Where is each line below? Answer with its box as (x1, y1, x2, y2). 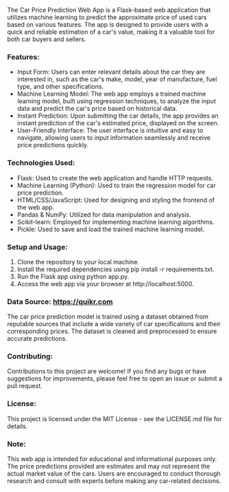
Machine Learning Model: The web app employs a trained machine (16, 89, 206, 98)
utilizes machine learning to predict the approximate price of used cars (7, 13, 207, 21)
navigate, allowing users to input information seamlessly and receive (16, 133, 211, 142)
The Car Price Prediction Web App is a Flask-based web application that (7, 6, 211, 14)
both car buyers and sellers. (7, 35, 87, 43)
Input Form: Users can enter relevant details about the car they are (16, 68, 206, 76)
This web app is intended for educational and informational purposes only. (7, 455, 217, 463)
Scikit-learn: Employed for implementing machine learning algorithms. (16, 217, 215, 226)
